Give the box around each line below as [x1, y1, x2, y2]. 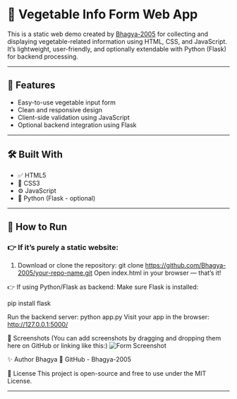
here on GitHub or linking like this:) [7, 342, 108, 350]
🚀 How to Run [7, 220, 68, 232]
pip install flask [7, 299, 51, 308]
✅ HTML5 [17, 171, 47, 179]
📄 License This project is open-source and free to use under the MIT [7, 369, 207, 378]
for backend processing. [7, 52, 79, 61]
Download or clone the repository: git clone [17, 261, 144, 270]
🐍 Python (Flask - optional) [17, 193, 96, 202]
